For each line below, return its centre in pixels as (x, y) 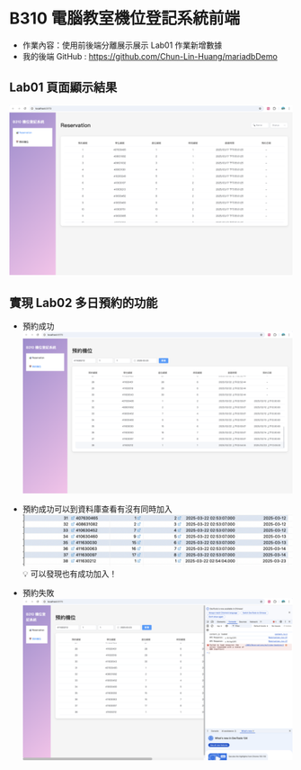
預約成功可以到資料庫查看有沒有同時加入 (97, 509)
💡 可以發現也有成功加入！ (70, 574)
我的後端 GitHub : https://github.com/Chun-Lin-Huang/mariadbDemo (150, 56)
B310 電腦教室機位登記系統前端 (125, 18)
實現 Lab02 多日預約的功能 (84, 303)
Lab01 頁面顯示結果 (63, 88)
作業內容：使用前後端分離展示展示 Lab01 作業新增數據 (122, 45)
